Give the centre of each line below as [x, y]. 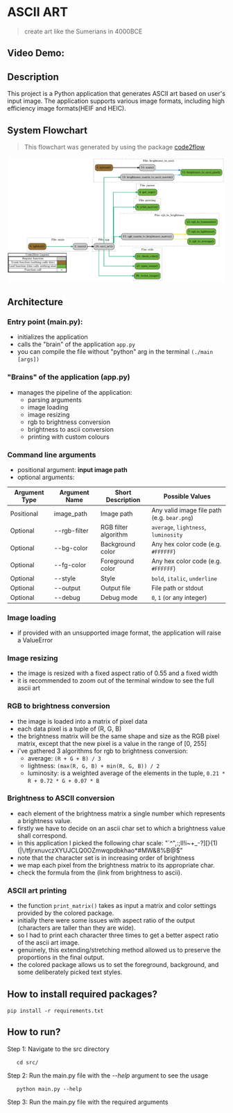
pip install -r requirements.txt [55, 1011]
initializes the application [52, 337]
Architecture [35, 302]
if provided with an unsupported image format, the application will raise [119, 633]
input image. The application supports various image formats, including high [116, 101]
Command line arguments [52, 455]
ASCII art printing [37, 891]
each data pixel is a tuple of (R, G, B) [69, 729]
